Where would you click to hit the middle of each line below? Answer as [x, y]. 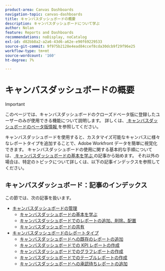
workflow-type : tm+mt [27, 51]
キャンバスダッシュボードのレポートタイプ [55, 233]
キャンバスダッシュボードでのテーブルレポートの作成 [73, 257]
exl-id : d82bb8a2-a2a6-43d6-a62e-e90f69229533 [54, 42]
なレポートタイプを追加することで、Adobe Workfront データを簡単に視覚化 [81, 143]
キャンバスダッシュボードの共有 [52, 227]
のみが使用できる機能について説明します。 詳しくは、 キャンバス [83, 121]
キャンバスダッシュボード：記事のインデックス [76, 185]
